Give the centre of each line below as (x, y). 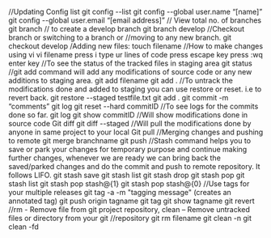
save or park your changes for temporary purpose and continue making (128, 149)
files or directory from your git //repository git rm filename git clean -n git (130, 218)
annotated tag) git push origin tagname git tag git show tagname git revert (131, 201)
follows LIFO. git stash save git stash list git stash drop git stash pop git (127, 175)
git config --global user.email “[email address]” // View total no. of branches (135, 20)
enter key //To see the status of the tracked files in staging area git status (130, 63)
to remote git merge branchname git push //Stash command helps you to (130, 140)
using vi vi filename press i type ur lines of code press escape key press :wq (135, 55)
